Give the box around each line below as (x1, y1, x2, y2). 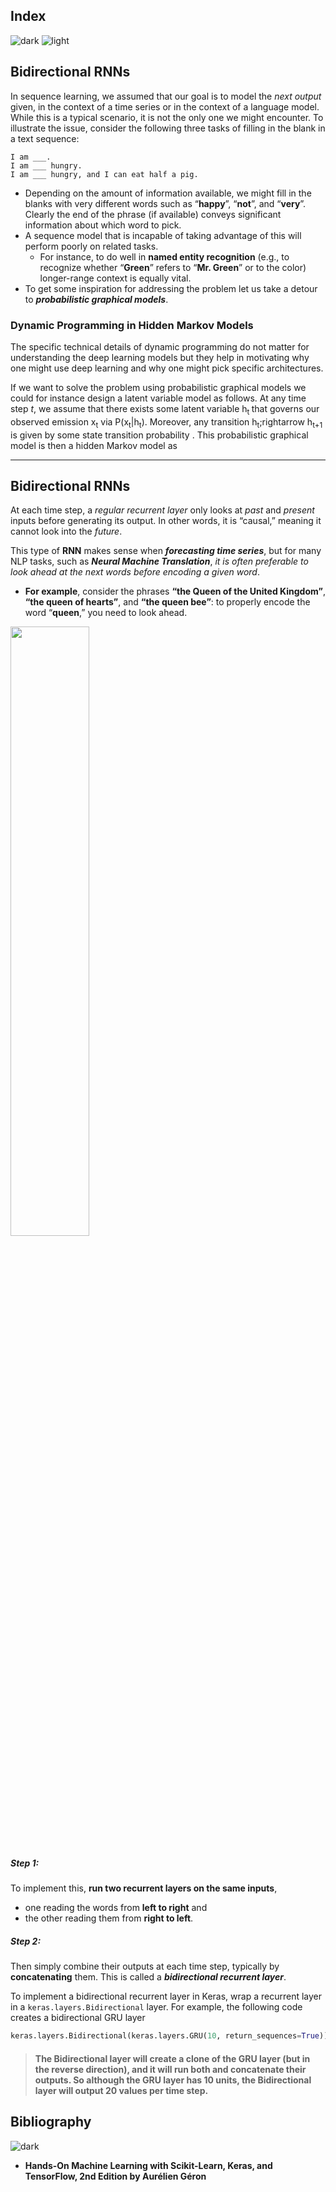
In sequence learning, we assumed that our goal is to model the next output (10, 90, 322, 102)
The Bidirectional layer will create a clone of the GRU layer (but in (34, 2052, 311, 2064)
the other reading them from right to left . (24, 1912, 194, 1924)
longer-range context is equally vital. (39, 272, 192, 284)
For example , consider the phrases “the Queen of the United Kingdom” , (24, 585, 326, 598)
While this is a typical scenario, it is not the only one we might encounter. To (10, 111, 324, 123)
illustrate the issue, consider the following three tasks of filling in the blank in (10, 122, 326, 134)
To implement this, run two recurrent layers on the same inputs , (10, 1882, 278, 1894)
